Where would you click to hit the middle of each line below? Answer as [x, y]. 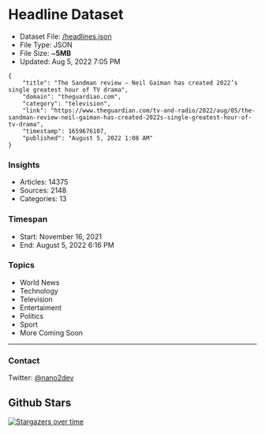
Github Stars [40, 403]
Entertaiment [40, 307]
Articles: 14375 [44, 182]
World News [39, 282]
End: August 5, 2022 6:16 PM [67, 245]
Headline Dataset [66, 15]
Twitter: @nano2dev [41, 378]
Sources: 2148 [43, 190]
